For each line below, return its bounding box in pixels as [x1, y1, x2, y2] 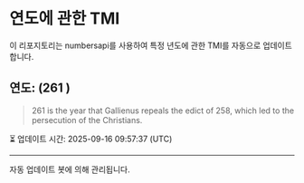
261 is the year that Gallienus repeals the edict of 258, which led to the [31, 105, 295, 116]
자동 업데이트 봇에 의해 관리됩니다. [9, 164, 130, 175]
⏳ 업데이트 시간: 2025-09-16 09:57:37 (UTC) [9, 133, 173, 144]
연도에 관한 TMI [9, 8, 120, 29]
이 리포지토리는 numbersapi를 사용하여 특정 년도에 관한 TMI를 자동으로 [9, 40, 261, 51]
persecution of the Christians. [31, 114, 143, 125]
